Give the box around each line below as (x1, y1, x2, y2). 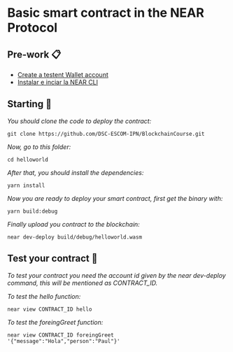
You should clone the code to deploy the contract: (7, 117, 152, 125)
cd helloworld (7, 156, 49, 163)
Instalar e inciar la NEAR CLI (17, 78, 99, 86)
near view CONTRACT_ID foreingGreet (7, 331, 114, 339)
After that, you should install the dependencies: (7, 168, 144, 176)
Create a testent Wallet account (17, 71, 108, 78)
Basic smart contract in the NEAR (7, 5, 204, 21)
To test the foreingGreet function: (7, 318, 104, 326)
